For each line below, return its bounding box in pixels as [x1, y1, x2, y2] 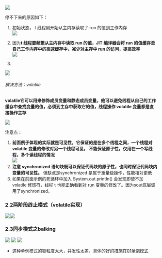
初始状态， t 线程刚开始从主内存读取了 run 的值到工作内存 [12, 25, 127, 30]
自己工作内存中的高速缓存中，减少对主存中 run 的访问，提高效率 [12, 46, 141, 52]
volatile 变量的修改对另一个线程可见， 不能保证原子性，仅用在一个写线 [12, 146, 153, 152]
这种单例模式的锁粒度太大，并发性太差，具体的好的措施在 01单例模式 [12, 248, 149, 254]
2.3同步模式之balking [5, 226, 56, 233]
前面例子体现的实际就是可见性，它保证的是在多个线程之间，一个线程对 [12, 139, 153, 146]
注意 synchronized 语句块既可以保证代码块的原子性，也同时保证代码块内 [12, 164, 158, 170]
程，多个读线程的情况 [12, 152, 55, 158]
